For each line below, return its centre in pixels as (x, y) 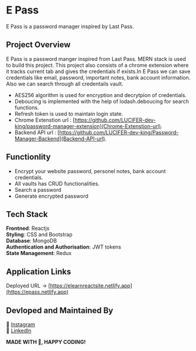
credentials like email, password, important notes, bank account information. (98, 77)
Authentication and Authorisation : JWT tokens (64, 247)
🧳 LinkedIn (19, 331)
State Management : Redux (39, 253)
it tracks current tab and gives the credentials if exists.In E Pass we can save (98, 71)
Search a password (38, 190)
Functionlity (28, 157)
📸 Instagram (21, 324)
